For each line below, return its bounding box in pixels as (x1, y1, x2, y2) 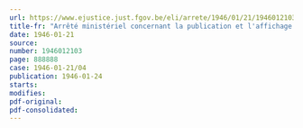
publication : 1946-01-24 (9, 72, 103, 81)
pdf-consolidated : (9, 105, 78, 114)
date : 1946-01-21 (9, 30, 75, 39)
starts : (9, 80, 39, 89)
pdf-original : (9, 96, 63, 106)
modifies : (9, 88, 47, 97)
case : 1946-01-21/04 (9, 64, 87, 73)
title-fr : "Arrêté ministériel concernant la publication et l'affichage (9, 22, 293, 31)
